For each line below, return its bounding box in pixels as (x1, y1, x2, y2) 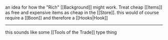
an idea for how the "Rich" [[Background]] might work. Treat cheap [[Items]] (5, 4, 162, 10)
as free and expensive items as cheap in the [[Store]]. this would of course (5, 9, 159, 15)
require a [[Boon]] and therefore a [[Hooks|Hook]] (5, 15, 108, 20)
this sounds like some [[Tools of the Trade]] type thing (5, 29, 117, 35)
